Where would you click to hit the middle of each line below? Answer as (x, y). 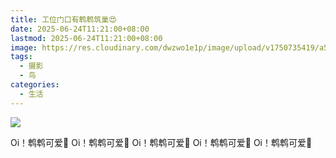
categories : (35, 85)
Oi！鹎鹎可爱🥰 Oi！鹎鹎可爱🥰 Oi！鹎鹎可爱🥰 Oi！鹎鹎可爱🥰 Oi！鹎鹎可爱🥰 (161, 142)
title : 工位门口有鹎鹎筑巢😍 (63, 19)
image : (24, 47)
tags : (21, 57)
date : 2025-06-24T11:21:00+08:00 (80, 29)
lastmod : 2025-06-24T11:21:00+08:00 (86, 38)
